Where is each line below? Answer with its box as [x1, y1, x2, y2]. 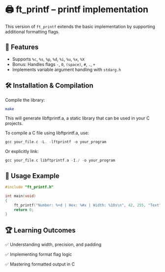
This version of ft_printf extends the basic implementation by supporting [5, 23, 156, 30]
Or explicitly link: [5, 149, 39, 154]
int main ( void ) [5, 193, 36, 198]
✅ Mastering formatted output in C [5, 261, 75, 267]
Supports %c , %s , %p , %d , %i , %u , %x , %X [12, 56, 85, 62]
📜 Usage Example [5, 172, 60, 180]
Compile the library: [5, 97, 45, 103]
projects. [5, 121, 23, 126]
